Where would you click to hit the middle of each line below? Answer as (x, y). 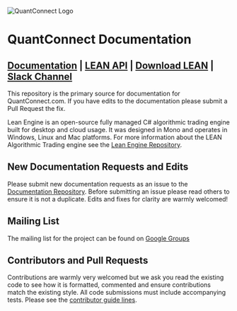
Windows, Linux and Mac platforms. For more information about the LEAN (115, 137)
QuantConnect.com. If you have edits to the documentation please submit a (117, 101)
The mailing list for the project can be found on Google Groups (98, 238)
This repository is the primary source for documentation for (94, 93)
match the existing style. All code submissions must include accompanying (117, 293)
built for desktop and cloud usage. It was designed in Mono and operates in (117, 130)
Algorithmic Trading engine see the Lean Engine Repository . (95, 145)
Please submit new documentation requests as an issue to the (98, 184)
